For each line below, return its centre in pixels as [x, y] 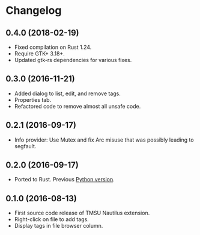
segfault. [25, 146]
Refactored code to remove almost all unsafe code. [77, 106]
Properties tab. [33, 99]
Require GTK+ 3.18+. [40, 54]
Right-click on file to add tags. [52, 219]
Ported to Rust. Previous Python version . [64, 180]
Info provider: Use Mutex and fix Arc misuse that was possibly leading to [104, 140]
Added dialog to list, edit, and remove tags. [68, 93]
